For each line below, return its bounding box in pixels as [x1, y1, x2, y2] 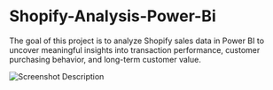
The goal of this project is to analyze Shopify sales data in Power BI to [9, 35, 264, 46]
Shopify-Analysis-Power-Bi [9, 6, 216, 26]
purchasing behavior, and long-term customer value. [9, 54, 201, 64]
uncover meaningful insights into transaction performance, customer [9, 44, 261, 55]
